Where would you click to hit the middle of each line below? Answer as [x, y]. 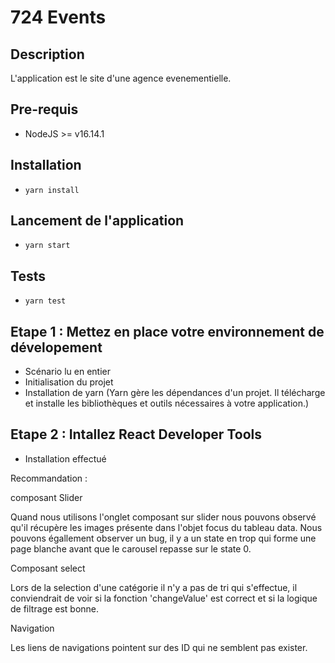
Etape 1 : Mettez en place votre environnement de [167, 331]
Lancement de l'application [97, 221]
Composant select [48, 568]
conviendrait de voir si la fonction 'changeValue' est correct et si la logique [164, 598]
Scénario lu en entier [68, 372]
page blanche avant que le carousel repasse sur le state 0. [131, 548]
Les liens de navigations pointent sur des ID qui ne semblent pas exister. [159, 647]
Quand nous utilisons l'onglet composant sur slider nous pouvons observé [163, 517]
